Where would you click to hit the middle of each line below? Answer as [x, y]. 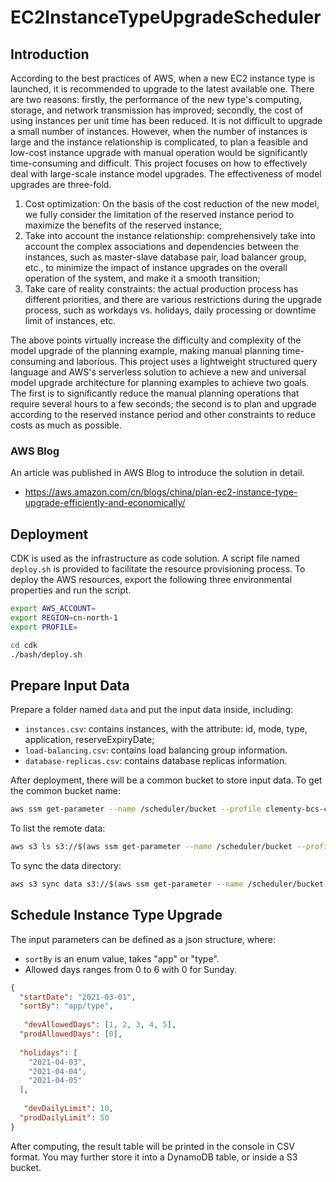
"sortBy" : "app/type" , [66, 1006]
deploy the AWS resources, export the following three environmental [151, 580]
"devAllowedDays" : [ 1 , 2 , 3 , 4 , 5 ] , [100, 1025]
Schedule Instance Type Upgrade [116, 915]
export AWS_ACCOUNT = [53, 609]
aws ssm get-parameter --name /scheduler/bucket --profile [136, 809]
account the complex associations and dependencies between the [161, 246]
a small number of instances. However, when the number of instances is [159, 131]
